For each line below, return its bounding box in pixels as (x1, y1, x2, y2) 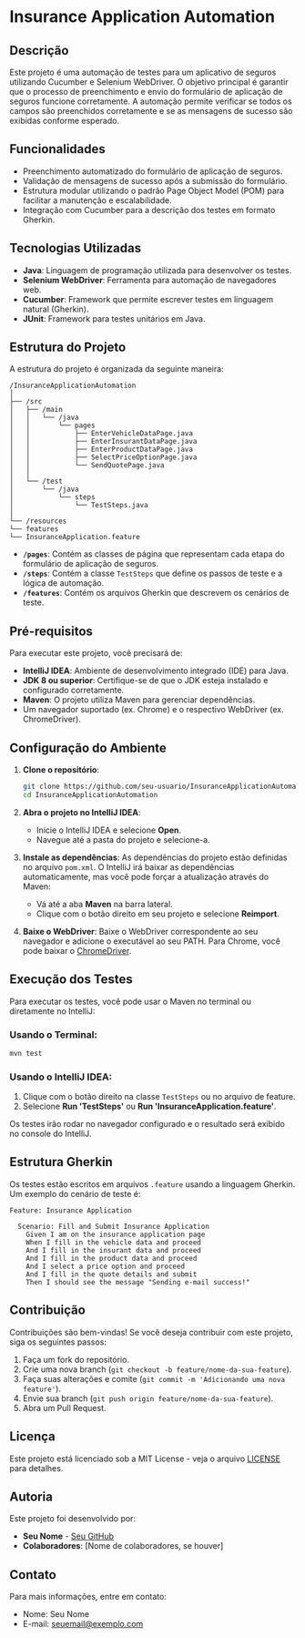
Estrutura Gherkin (9, 1154, 114, 1170)
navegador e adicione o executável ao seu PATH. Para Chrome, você (22, 936, 280, 947)
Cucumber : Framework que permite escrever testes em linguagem (22, 293, 274, 304)
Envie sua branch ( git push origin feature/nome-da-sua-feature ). (22, 1392, 274, 1404)
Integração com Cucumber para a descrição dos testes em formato (22, 204, 276, 215)
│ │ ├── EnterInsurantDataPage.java (9, 437, 198, 446)
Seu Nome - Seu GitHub (22, 1531, 115, 1541)
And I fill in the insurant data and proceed (25, 1245, 202, 1254)
